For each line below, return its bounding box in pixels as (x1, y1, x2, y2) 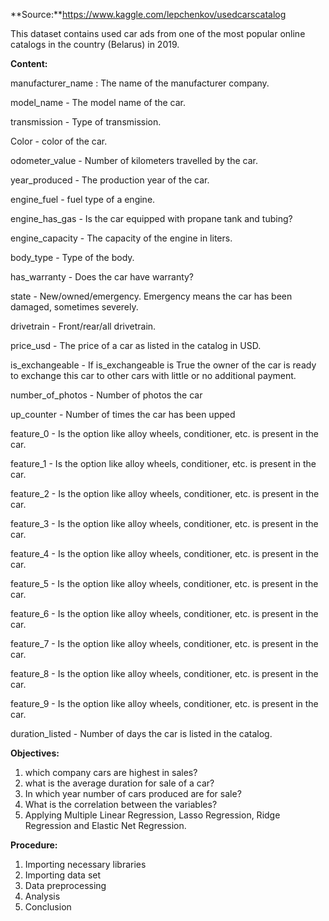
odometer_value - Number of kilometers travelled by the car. (10, 155, 258, 166)
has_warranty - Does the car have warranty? (10, 271, 195, 283)
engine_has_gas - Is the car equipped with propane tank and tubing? (10, 213, 293, 224)
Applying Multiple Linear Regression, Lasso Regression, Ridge (24, 809, 281, 821)
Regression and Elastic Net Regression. (24, 820, 187, 831)
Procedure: (10, 839, 58, 851)
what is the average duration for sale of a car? (24, 777, 215, 789)
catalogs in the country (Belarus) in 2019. (10, 39, 180, 50)
